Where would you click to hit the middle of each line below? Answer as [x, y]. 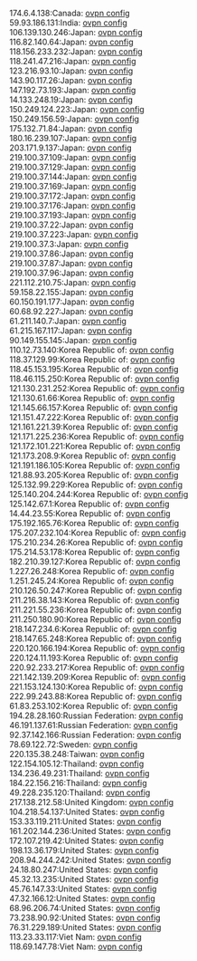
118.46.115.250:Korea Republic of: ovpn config [94, 379]
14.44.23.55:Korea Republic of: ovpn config [90, 514]
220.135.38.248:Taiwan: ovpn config [77, 754]
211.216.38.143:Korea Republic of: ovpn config [94, 600]
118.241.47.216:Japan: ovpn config [73, 61]
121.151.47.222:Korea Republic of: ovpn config [94, 417]
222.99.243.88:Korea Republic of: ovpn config [96, 696]
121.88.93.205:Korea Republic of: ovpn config [94, 475]
